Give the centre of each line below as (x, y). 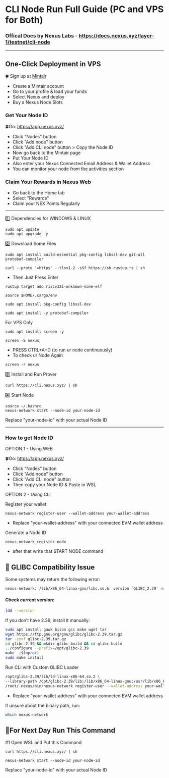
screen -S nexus (22, 340)
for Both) (24, 20)
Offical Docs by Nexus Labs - (41, 36)
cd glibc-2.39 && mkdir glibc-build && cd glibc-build (64, 644)
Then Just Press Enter (35, 277)
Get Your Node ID (27, 116)
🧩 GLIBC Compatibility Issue (50, 567)
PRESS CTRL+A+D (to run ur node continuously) (62, 350)
